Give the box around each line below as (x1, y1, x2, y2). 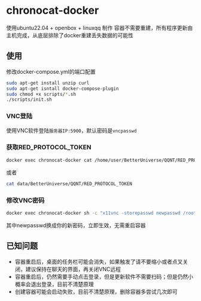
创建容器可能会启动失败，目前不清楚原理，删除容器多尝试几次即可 (14, 288, 178, 295)
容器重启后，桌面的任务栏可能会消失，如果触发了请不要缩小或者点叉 (14, 258, 183, 265)
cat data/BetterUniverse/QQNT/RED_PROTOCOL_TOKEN (6, 180, 133, 186)
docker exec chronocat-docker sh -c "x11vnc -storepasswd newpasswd (6, 210, 181, 216)
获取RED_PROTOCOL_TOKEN (6, 143, 92, 152)
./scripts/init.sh (6, 97, 52, 103)
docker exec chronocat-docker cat (6, 157, 93, 163)
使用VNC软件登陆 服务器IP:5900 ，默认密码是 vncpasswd (6, 127, 137, 134)
